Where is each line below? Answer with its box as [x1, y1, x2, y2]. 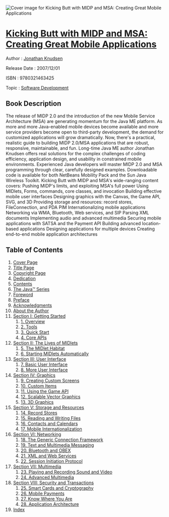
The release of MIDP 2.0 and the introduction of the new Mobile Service [6, 113, 155, 119]
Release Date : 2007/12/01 [6, 65, 60, 71]
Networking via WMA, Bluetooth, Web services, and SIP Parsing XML [6, 209, 149, 216]
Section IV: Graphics [13, 372, 56, 378]
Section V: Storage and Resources [13, 404, 85, 410]
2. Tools [20, 324, 37, 330]
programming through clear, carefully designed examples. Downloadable [6, 166, 157, 173]
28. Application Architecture [20, 501, 79, 507]
